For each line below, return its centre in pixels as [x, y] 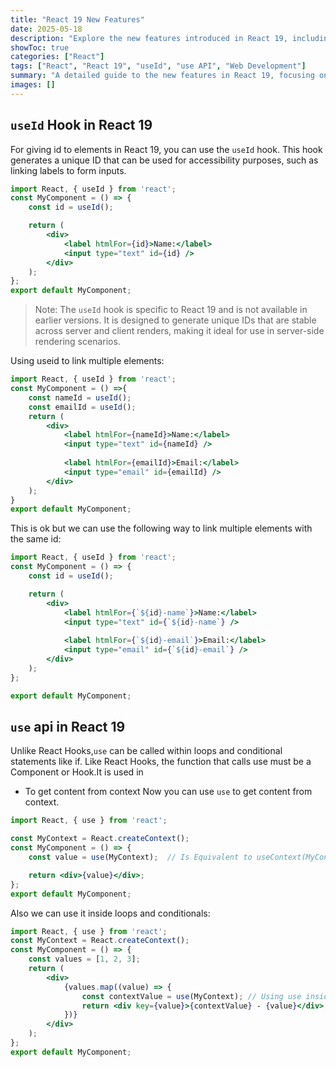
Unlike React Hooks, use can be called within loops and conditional [146, 751]
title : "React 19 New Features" [77, 19]
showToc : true [40, 47]
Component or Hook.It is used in [77, 772]
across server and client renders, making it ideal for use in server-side [179, 331]
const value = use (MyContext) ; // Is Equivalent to [140, 857]
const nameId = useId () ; [80, 397]
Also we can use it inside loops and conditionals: [110, 913]
